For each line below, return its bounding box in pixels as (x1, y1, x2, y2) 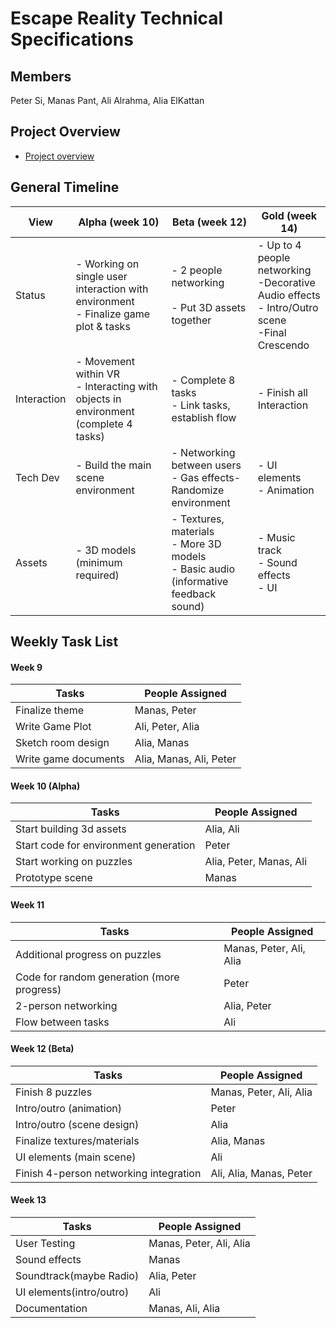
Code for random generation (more (15, 970, 180, 984)
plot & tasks (75, 319, 131, 333)
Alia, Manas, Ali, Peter (134, 752, 237, 766)
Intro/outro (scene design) (15, 1117, 140, 1131)
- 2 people (171, 263, 223, 277)
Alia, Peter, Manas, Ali (204, 855, 308, 869)
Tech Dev (15, 470, 60, 484)
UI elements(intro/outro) (15, 1285, 130, 1299)
